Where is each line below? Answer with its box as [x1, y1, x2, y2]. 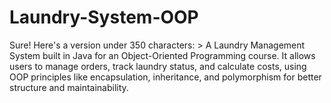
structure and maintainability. [9, 81, 129, 93]
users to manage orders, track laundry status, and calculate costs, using [9, 60, 307, 72]
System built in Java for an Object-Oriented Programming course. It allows [9, 49, 316, 61]
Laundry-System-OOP [9, 6, 199, 29]
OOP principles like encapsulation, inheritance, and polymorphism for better [9, 71, 322, 83]
